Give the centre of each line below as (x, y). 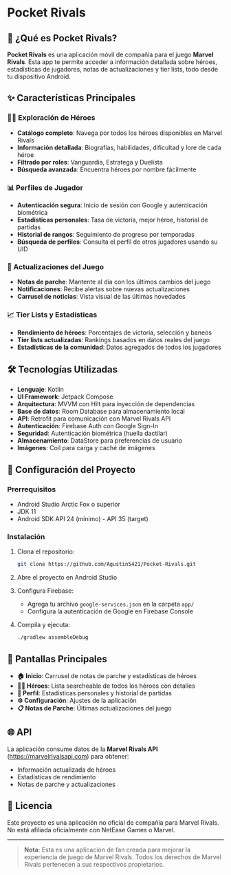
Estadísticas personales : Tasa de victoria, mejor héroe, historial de (112, 220)
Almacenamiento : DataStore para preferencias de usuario (100, 441)
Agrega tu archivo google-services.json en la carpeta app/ (111, 604)
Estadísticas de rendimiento (56, 777)
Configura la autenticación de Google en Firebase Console (110, 611)
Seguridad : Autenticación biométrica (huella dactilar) (92, 433)
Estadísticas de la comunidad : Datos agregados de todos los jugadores (119, 347)
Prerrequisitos (32, 489)
